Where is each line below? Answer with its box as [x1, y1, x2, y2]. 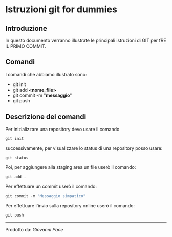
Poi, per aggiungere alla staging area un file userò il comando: [5, 164, 136, 170]
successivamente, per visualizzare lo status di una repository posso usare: [5, 145, 163, 152]
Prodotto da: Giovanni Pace [5, 227, 63, 232]
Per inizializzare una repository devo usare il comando [5, 126, 120, 132]
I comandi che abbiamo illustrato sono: [5, 71, 87, 77]
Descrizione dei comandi [5, 113, 87, 121]
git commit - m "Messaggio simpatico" [5, 193, 86, 199]
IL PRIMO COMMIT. [5, 43, 47, 49]
